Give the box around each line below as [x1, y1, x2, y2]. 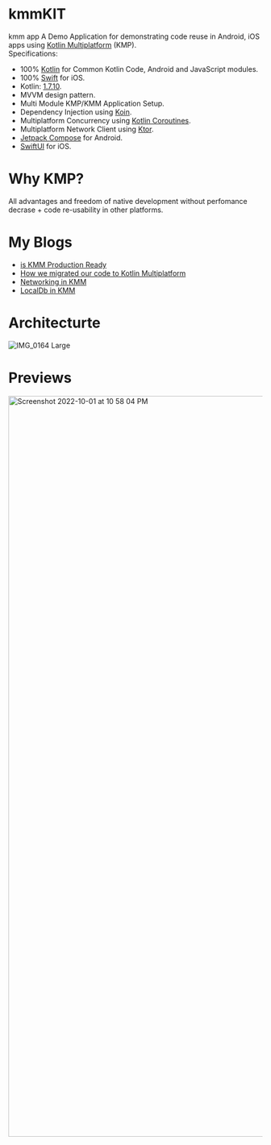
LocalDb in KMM [19, 285, 76, 295]
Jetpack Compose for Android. [19, 132, 123, 142]
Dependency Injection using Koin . [19, 106, 132, 117]
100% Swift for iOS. [19, 73, 85, 82]
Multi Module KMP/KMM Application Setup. [19, 98, 165, 108]
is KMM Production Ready [19, 260, 107, 269]
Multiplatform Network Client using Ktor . [19, 124, 154, 134]
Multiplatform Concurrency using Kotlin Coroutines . [19, 115, 191, 125]
